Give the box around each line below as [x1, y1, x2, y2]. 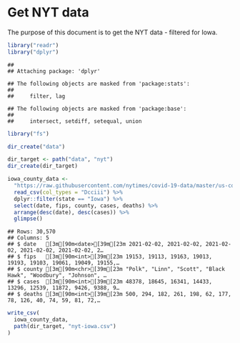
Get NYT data [7, 4, 89, 21]
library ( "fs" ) [7, 130, 50, 137]
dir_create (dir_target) [7, 162, 79, 170]
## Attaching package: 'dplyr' [7, 67, 101, 75]
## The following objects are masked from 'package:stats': [7, 80, 191, 87]
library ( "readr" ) [7, 41, 59, 49]
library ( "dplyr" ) [7, 48, 59, 56]
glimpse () [14, 215, 43, 222]
